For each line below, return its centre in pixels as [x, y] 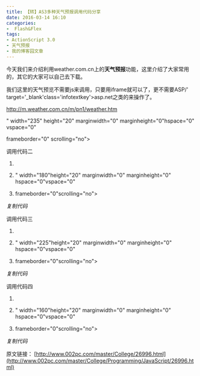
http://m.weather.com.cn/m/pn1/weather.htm [62, 109]
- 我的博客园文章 [25, 51]
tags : [13, 34]
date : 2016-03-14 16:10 [36, 18]
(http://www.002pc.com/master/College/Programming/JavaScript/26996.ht [100, 360]
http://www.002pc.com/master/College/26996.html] [101, 354]
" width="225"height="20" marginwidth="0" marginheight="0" [93, 243]
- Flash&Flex [24, 29]
